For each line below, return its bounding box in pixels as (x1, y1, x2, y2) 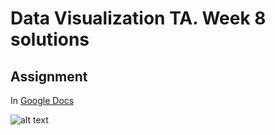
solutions (10, 28, 90, 51)
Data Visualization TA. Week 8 (10, 7, 267, 30)
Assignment (10, 68, 88, 85)
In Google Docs (10, 95, 75, 106)
